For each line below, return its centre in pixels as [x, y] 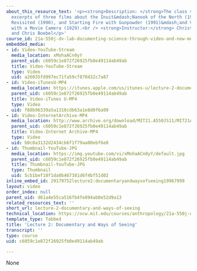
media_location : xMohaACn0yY [47, 55]
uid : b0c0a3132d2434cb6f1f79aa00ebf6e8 [60, 143]
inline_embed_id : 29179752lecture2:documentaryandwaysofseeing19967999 [95, 181]
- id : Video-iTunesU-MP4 [36, 83]
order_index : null [28, 192]
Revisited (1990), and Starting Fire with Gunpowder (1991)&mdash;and [99, 22]
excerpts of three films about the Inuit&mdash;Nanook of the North [97, 17]
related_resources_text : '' [40, 203]
